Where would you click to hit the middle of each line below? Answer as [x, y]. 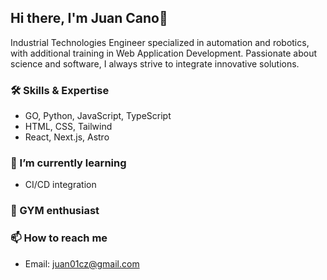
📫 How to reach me [59, 238]
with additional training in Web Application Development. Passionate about [164, 53]
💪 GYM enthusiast [55, 211]
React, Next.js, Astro [67, 137]
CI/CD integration [60, 185]
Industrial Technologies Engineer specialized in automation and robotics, [160, 42]
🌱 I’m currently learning [68, 163]
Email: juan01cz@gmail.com [82, 263]
